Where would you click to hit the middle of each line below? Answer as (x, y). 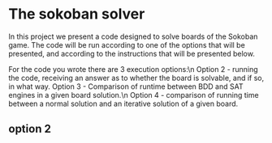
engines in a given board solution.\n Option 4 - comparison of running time (134, 95)
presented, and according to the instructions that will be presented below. (132, 53)
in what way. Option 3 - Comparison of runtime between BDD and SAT (126, 86)
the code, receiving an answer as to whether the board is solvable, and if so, (136, 78)
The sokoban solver (77, 14)
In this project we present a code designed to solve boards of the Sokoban (133, 36)
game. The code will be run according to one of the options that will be (127, 44)
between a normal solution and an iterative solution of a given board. (123, 103)
